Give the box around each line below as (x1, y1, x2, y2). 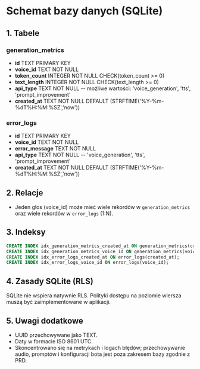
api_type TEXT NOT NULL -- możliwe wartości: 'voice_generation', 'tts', (14, 85, 191, 92)
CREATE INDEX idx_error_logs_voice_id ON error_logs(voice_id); (6, 260, 169, 266)
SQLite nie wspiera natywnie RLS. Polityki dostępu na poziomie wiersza (6, 292, 182, 299)
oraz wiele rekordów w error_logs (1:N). (14, 210, 114, 217)
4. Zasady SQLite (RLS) (6, 276, 93, 286)
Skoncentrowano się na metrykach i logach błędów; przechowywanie (14, 344, 186, 351)
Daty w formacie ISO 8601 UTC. (14, 337, 93, 345)
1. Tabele (6, 28, 40, 38)
